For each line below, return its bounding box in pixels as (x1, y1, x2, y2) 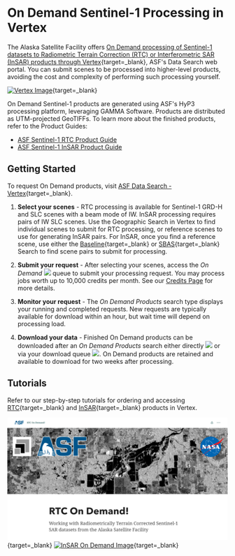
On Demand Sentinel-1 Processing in (7, 5, 224, 21)
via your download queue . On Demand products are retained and (17, 349, 213, 358)
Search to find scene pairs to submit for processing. (17, 247, 168, 256)
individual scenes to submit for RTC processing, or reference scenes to (17, 225, 223, 233)
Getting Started (7, 163, 76, 175)
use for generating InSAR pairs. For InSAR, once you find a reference (17, 232, 216, 240)
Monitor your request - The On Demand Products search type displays (17, 297, 224, 305)
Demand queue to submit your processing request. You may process (17, 269, 225, 277)
